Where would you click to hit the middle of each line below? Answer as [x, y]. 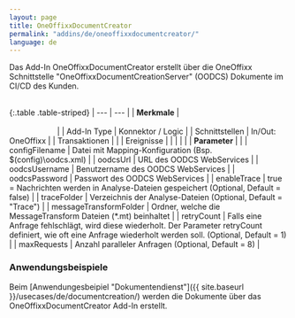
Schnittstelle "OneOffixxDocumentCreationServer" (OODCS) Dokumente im [147, 77]
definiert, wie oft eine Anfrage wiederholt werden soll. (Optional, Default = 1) [148, 235]
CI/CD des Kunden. [44, 86]
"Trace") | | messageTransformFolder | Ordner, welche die [115, 207]
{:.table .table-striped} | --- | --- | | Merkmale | [94, 112]
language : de [33, 42]
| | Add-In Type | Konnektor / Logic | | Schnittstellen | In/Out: [166, 132]
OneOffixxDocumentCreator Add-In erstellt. [88, 306]
